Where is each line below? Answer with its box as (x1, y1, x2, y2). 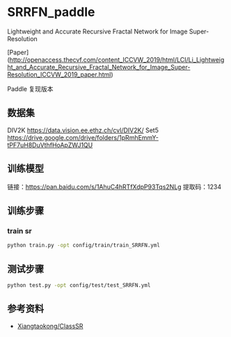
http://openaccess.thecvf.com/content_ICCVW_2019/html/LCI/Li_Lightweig (9, 55, 225, 63)
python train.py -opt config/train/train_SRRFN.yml (7, 242, 160, 249)
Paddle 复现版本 (7, 84, 54, 93)
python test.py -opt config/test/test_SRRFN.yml (7, 281, 151, 289)
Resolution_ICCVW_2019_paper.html (7, 70, 111, 79)
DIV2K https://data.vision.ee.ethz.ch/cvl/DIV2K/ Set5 (7, 126, 159, 134)
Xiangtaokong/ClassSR (17, 322, 83, 330)
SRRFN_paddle (7, 4, 95, 20)
